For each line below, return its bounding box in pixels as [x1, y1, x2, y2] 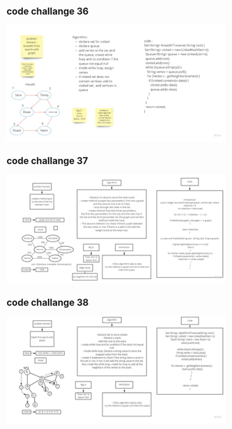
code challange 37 [6, 155, 88, 167]
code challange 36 [6, 6, 89, 17]
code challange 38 [6, 296, 89, 309]
